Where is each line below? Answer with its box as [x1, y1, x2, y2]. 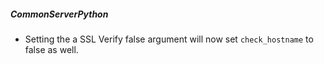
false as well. [24, 43, 79, 55]
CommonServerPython [10, 8, 109, 20]
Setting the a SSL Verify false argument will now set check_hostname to [24, 33, 314, 45]
